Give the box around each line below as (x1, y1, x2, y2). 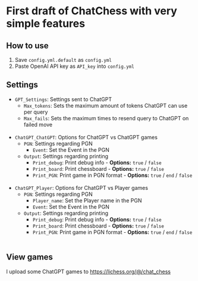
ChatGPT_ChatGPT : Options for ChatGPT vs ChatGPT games (14, 133, 158, 140)
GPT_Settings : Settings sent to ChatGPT (14, 95, 112, 102)
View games (6, 252, 54, 263)
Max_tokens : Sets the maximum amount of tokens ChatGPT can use (23, 102, 188, 109)
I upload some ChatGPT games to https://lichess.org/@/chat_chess (6, 268, 171, 275)
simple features (6, 17, 85, 30)
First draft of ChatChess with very (6, 4, 177, 18)
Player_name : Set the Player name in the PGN (32, 196, 142, 204)
